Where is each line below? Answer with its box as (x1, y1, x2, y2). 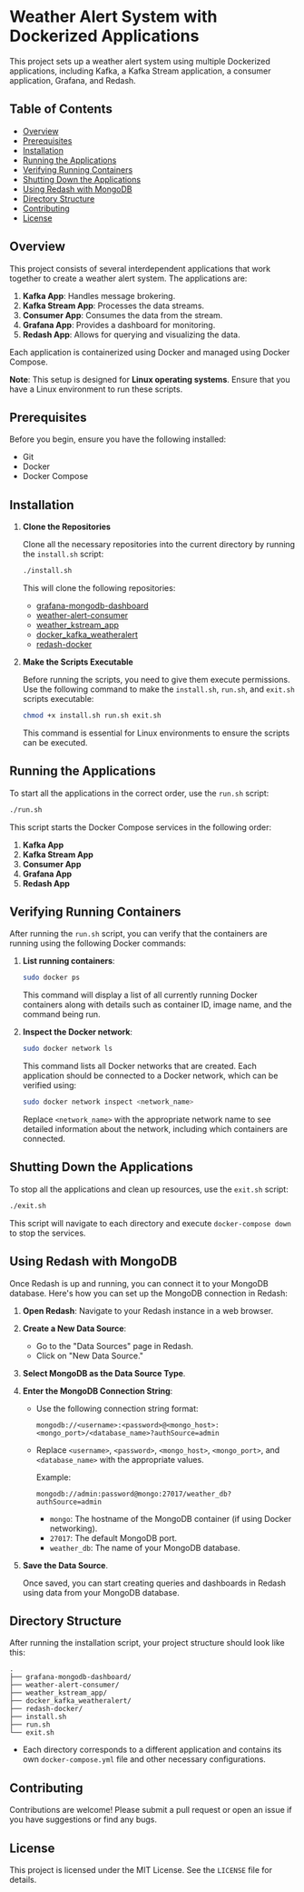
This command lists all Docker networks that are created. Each (22, 1061, 257, 1072)
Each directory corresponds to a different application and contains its (22, 1744, 282, 1756)
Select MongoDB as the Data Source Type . (22, 1367, 186, 1378)
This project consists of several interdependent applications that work (9, 263, 271, 274)
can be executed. (22, 736, 88, 747)
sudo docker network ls (22, 1044, 113, 1054)
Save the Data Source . (22, 1559, 109, 1570)
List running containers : (22, 956, 115, 966)
